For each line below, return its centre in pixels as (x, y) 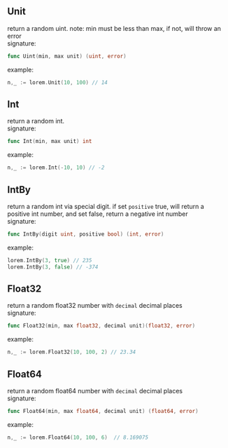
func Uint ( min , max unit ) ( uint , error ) (67, 56)
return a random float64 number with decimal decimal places (95, 391)
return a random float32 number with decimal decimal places (95, 306)
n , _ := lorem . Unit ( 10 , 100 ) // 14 (58, 82)
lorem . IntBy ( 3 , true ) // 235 (50, 260)
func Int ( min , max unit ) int (50, 142)
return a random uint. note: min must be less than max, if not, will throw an (114, 28)
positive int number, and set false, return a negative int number (98, 214)
